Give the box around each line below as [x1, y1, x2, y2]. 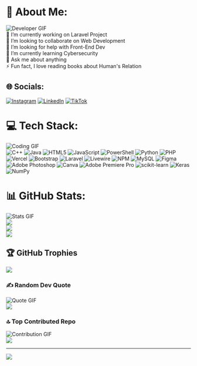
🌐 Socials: [6, 82, 45, 92]
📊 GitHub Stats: [6, 189, 86, 202]
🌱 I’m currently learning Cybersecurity [6, 49, 98, 56]
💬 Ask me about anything [6, 56, 67, 63]
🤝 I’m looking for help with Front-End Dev [6, 43, 106, 51]
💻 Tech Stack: [6, 119, 79, 132]
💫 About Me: [6, 5, 68, 19]
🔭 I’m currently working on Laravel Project [6, 31, 107, 38]
